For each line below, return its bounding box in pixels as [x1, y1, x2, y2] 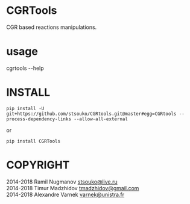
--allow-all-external [73, 116, 128, 122]
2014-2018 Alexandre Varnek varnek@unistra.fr [6, 191, 125, 198]
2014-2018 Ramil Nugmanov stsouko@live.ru [6, 178, 118, 185]
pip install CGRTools [6, 138, 61, 144]
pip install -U [6, 105, 45, 111]
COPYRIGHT [6, 158, 70, 172]
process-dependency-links [6, 116, 71, 122]
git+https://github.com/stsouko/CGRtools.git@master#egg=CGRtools [6, 111, 177, 117]
